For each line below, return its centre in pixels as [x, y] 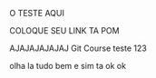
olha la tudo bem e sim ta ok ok [68, 66]
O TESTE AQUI [37, 13]
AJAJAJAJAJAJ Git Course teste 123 [78, 48]
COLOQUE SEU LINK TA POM [64, 30]
